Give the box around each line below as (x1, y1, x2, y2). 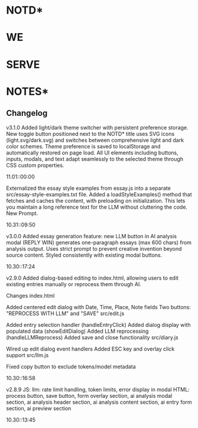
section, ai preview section (6, 404, 72, 411)
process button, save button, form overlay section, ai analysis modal (6, 392, 173, 399)
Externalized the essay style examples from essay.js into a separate (6, 184, 171, 192)
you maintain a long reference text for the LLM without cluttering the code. (6, 203, 188, 210)
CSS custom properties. (6, 161, 64, 168)
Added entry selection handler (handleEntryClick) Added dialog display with (6, 321, 191, 328)
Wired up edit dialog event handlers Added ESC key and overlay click (6, 345, 175, 352)
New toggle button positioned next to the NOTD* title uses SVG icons (6, 130, 175, 137)
